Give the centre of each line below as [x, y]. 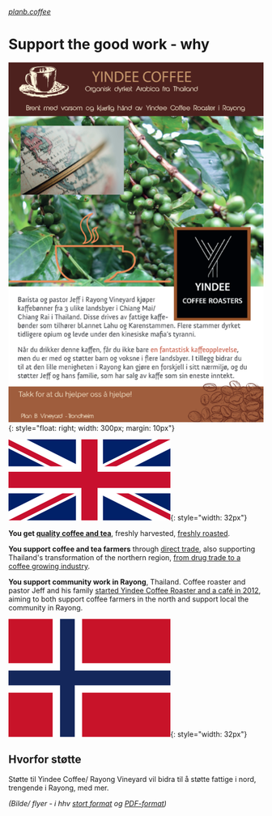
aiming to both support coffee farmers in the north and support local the [129, 599]
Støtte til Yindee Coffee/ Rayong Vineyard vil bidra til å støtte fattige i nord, [132, 779]
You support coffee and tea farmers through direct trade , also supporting [132, 549]
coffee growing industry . [49, 566]
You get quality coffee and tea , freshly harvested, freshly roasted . [119, 533]
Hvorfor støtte [45, 760]
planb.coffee [30, 12]
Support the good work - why [109, 45]
